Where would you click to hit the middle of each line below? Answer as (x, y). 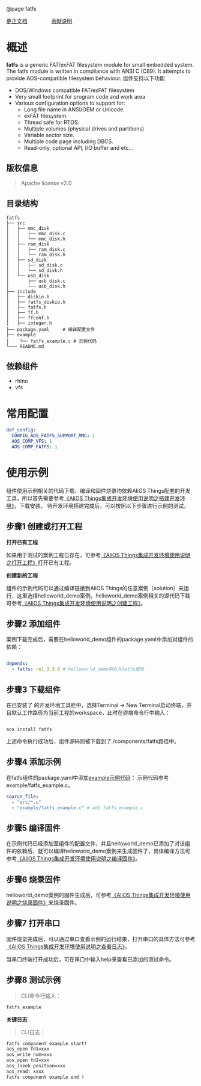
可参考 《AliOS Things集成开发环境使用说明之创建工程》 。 (76, 603)
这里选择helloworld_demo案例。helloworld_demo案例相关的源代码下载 (103, 596)
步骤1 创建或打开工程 (44, 527)
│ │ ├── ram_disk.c (36, 249)
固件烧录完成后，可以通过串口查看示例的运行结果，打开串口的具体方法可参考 (101, 939)
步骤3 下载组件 (34, 689)
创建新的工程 (22, 575)
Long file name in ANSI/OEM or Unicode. (74, 109)
